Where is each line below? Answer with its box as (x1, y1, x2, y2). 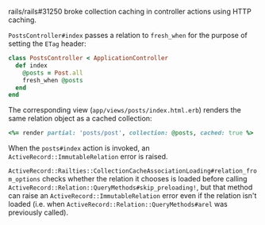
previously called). (8, 208, 69, 217)
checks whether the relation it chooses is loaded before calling (42, 174, 248, 184)
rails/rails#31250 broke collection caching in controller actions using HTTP (8, 7, 252, 16)
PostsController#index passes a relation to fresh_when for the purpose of (8, 31, 248, 40)
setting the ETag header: (8, 39, 86, 48)
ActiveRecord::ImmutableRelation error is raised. (8, 152, 168, 162)
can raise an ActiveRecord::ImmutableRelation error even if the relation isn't (8, 191, 257, 200)
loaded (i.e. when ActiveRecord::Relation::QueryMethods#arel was (8, 200, 228, 209)
